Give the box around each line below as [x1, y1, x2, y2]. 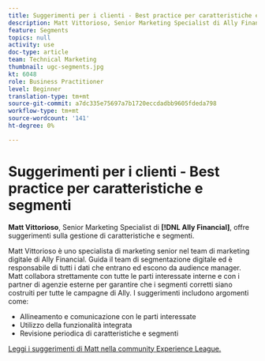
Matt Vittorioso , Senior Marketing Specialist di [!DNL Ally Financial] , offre [8, 222, 250, 231]
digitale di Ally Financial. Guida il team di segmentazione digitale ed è [8, 254, 233, 264]
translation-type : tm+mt [8, 92, 90, 100]
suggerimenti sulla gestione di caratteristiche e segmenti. [8, 231, 195, 240]
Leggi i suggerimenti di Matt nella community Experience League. [8, 344, 222, 353]
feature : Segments [8, 26, 69, 34]
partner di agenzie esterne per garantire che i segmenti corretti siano [8, 280, 233, 289]
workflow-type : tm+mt [8, 107, 80, 115]
